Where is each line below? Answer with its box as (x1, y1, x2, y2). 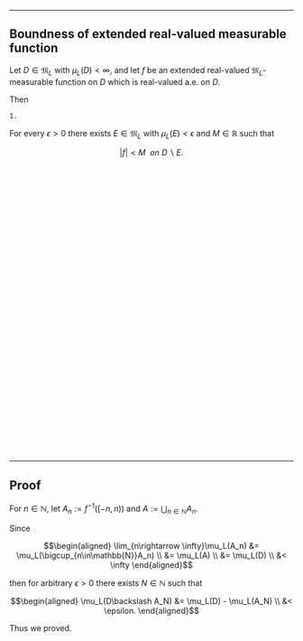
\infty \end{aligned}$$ (109, 559, 194, 570)
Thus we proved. (9, 622, 72, 633)
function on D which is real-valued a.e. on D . (55, 76, 221, 87)
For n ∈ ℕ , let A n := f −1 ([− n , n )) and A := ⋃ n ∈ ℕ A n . (9, 502, 198, 516)
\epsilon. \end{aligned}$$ (103, 605, 200, 616)
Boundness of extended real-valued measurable (9, 26, 287, 42)
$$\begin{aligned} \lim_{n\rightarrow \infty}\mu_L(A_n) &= (43, 540, 260, 551)
